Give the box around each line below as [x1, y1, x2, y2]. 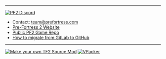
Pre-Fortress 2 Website [12, 24, 60, 30]
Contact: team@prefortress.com [12, 19, 78, 25]
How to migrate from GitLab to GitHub [12, 35, 90, 40]
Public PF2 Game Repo [12, 30, 59, 35]
